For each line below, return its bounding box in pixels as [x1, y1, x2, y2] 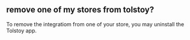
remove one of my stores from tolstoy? [6, 5, 155, 15]
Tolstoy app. [6, 27, 37, 34]
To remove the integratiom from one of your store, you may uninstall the [6, 20, 185, 27]
